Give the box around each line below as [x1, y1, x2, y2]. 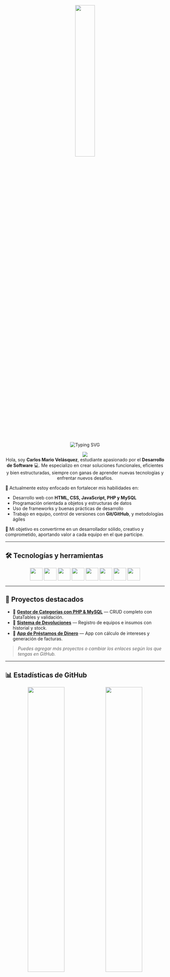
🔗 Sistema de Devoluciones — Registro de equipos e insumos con [12, 619, 152, 626]
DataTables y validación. [12, 614, 64, 620]
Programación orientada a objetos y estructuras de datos [12, 500, 132, 506]
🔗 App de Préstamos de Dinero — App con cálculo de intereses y [12, 630, 150, 636]
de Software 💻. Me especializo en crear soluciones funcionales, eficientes [7, 462, 163, 468]
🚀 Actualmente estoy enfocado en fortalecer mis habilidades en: [5, 485, 139, 491]
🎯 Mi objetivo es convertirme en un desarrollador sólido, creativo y [5, 526, 144, 532]
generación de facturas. [12, 635, 63, 641]
